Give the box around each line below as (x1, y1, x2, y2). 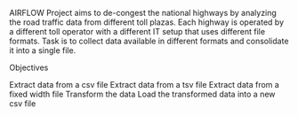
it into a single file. (9, 45, 77, 56)
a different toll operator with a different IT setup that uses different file (9, 27, 265, 36)
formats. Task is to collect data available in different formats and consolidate (9, 35, 289, 46)
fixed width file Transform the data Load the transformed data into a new (9, 89, 276, 99)
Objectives (9, 62, 49, 73)
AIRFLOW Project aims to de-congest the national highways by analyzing (9, 8, 278, 18)
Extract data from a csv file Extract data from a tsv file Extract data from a (9, 80, 280, 89)
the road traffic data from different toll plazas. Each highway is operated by (9, 17, 285, 27)
